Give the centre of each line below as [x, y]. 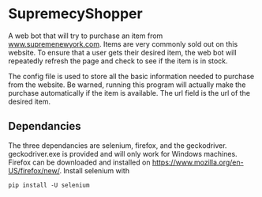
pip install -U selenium [49, 185]
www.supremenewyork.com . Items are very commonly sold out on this [123, 44]
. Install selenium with [94, 170]
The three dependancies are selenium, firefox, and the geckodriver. [118, 145]
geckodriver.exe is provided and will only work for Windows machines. [123, 153]
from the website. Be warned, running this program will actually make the [127, 85]
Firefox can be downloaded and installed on [79, 162]
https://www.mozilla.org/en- [198, 162]
